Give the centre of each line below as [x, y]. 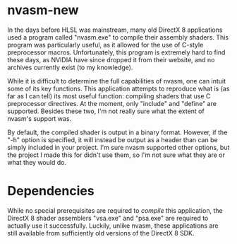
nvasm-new [43, 10]
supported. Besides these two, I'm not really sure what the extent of [106, 111]
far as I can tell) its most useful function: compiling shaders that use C [109, 96]
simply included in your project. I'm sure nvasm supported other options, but [119, 147]
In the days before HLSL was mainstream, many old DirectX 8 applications [115, 30]
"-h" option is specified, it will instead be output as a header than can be [113, 139]
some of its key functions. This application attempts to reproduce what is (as [119, 88]
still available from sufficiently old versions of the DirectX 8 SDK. [101, 233]
